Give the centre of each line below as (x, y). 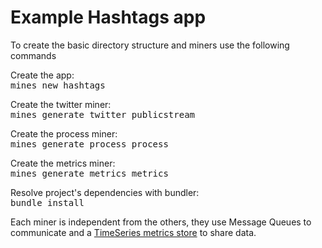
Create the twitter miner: (61, 104)
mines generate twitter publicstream (103, 114)
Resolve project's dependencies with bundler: (105, 192)
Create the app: (42, 75)
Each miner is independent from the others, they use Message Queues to (161, 222)
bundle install (47, 202)
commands (33, 55)
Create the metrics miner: (63, 163)
